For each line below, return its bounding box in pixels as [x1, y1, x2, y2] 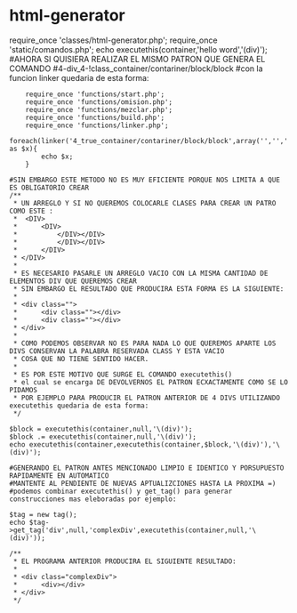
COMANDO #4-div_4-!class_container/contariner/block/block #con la [9, 63, 263, 74]
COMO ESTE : [9, 206, 53, 215]
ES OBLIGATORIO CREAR [9, 183, 90, 192]
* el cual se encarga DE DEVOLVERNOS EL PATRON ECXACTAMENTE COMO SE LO [12, 377, 289, 387]
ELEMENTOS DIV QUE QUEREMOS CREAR [9, 277, 138, 286]
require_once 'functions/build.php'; [25, 113, 165, 122]
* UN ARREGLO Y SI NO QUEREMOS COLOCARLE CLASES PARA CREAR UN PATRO [12, 198, 277, 207]
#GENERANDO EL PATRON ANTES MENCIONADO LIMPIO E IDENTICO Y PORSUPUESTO [9, 464, 285, 472]
